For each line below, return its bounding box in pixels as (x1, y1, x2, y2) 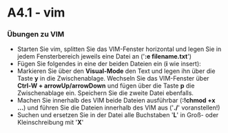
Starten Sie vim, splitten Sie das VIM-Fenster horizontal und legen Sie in (17, 45, 222, 53)
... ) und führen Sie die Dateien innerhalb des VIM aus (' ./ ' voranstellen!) (17, 103, 220, 112)
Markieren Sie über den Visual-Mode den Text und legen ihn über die (17, 67, 216, 75)
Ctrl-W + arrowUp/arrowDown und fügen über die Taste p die (17, 81, 195, 90)
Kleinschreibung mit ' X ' (17, 119, 84, 127)
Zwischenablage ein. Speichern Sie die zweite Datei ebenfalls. (17, 89, 194, 97)
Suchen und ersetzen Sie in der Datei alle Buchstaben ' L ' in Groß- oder (17, 111, 219, 119)
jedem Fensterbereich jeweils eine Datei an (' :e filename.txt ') (17, 52, 191, 61)
